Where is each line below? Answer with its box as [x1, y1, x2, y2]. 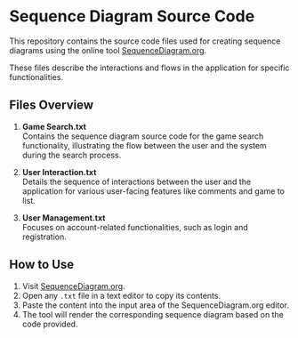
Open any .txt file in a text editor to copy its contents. [21, 290, 221, 301]
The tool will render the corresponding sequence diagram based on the [21, 309, 285, 319]
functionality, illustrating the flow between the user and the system [21, 140, 267, 150]
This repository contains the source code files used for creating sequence [9, 36, 281, 46]
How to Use [9, 257, 75, 272]
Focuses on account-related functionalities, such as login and [21, 221, 249, 232]
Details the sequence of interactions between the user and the [21, 176, 252, 187]
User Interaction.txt [21, 166, 97, 177]
